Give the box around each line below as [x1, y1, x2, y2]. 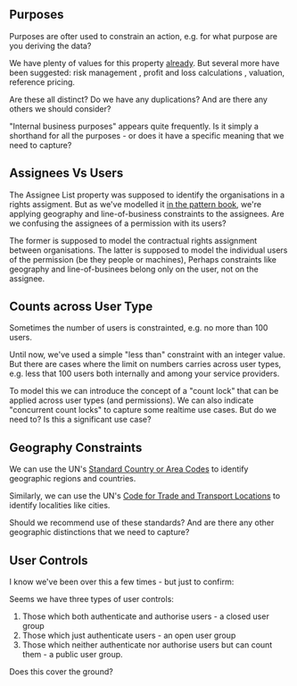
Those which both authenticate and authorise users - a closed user [21, 611, 269, 622]
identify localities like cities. [9, 500, 111, 511]
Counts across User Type [9, 299, 153, 314]
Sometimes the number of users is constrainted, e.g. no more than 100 [9, 322, 268, 333]
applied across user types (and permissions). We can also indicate [9, 395, 254, 406]
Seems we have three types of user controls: [9, 594, 174, 605]
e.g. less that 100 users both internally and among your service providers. [9, 368, 280, 379]
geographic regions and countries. [9, 473, 136, 484]
